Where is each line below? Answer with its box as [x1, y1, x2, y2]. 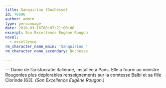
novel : [5, 35, 19, 40]
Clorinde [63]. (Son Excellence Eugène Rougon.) [5, 77, 105, 83]
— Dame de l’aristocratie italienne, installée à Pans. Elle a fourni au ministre [5, 66, 160, 72]
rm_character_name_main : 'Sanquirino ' [5, 44, 88, 49]
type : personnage [5, 21, 41, 26]
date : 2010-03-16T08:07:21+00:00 [5, 26, 75, 31]
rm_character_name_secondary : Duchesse [5, 48, 88, 53]
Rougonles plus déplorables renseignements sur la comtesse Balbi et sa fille [5, 72, 162, 78]
